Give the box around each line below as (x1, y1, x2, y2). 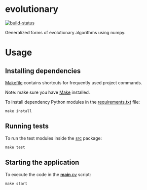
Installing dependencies (5, 66, 81, 75)
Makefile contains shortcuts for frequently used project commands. (5, 79, 142, 85)
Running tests (5, 122, 49, 130)
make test (5, 145, 26, 150)
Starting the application (5, 158, 79, 167)
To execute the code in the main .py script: (5, 171, 91, 177)
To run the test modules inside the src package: (5, 135, 102, 141)
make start (5, 181, 28, 186)
